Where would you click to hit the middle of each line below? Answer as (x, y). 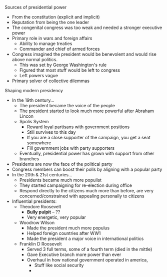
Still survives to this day (51, 132)
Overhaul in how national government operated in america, (87, 260)
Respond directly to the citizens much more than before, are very (86, 191)
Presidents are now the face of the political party (62, 164)
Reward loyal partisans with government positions (78, 127)
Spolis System (34, 121)
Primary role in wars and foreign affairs (52, 38)
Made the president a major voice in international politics (85, 238)
